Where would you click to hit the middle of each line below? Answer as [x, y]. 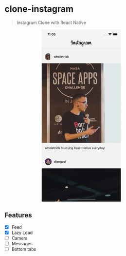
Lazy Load [22, 233]
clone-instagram [39, 9]
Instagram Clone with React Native [51, 22]
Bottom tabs [24, 249]
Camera [19, 238]
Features [18, 215]
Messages [22, 244]
